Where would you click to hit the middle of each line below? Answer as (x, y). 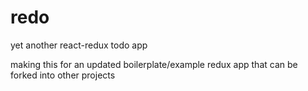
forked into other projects (63, 75)
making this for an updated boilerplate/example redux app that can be (154, 64)
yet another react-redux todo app (79, 45)
